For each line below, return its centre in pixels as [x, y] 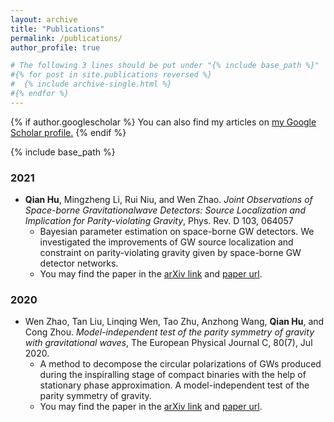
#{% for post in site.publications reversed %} [111, 75]
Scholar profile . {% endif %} [68, 132]
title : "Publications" [57, 29]
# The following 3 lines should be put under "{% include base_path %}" [165, 66]
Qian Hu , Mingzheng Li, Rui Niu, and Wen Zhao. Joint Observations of [168, 200]
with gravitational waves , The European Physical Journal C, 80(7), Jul [168, 343]
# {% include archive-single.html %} [91, 84]
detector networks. [79, 263]
